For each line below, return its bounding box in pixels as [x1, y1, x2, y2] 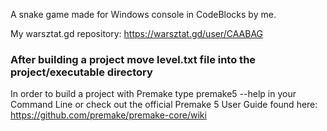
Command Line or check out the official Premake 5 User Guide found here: [10, 99, 318, 111]
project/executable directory [10, 65, 153, 79]
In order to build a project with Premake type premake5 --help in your [10, 88, 297, 100]
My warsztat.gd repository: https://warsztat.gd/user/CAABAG [10, 28, 264, 39]
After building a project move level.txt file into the [10, 52, 257, 66]
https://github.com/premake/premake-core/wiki [10, 109, 207, 121]
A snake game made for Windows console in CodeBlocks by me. [10, 9, 277, 20]
